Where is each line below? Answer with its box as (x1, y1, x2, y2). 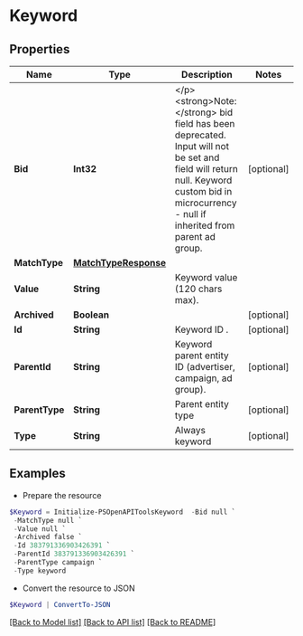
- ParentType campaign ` (13, 558, 103, 567)
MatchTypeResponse (73, 257, 167, 269)
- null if (174, 208, 207, 220)
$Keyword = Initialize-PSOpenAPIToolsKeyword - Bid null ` (9, 508, 236, 517)
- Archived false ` (13, 533, 83, 542)
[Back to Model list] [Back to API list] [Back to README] (9, 616, 216, 627)
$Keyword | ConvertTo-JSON (9, 600, 111, 609)
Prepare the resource (22, 489, 102, 500)
